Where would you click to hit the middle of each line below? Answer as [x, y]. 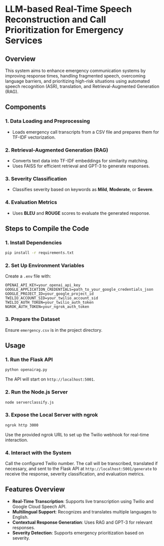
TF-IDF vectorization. [34, 137]
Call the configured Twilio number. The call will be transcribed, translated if [82, 463]
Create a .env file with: [28, 276]
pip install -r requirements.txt [40, 253]
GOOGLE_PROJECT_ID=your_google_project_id [49, 294]
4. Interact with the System [38, 453]
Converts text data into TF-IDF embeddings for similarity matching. [80, 160]
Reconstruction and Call [56, 19]
